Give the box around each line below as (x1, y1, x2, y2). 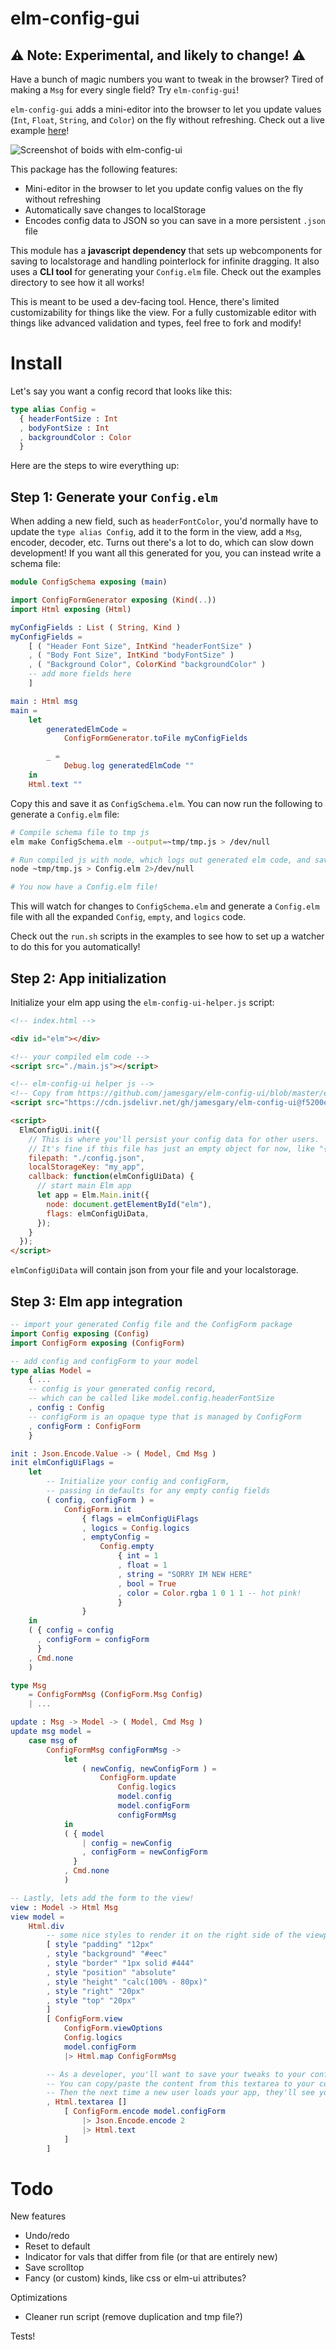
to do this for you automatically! (10, 941, 141, 953)
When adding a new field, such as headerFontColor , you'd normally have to (10, 515, 319, 527)
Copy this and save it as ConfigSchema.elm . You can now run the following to (10, 797, 323, 809)
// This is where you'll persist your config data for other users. (28, 1134, 320, 1144)
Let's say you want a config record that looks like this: (10, 385, 233, 397)
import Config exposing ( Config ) (10, 1328, 150, 1339)
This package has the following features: (10, 163, 178, 175)
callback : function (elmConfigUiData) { (28, 1172, 195, 1182)
